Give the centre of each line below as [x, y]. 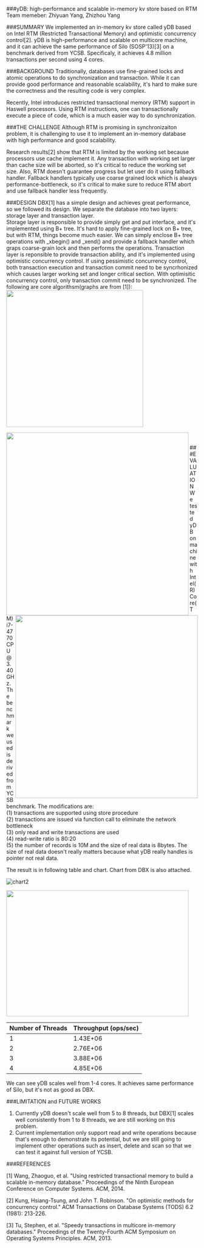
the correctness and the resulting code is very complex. [76, 90]
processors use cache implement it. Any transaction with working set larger [101, 158]
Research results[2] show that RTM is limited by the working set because [98, 152]
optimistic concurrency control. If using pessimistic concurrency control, [97, 261]
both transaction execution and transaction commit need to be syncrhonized [102, 267]
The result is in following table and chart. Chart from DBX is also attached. [99, 870]
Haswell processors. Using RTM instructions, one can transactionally [92, 109]
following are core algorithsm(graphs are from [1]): [69, 287]
